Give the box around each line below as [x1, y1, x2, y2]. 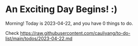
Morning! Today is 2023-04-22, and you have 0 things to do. [5, 20, 133, 26]
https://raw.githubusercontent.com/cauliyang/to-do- [20, 30, 131, 36]
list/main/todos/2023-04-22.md [5, 35, 73, 41]
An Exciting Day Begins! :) [5, 4, 118, 15]
